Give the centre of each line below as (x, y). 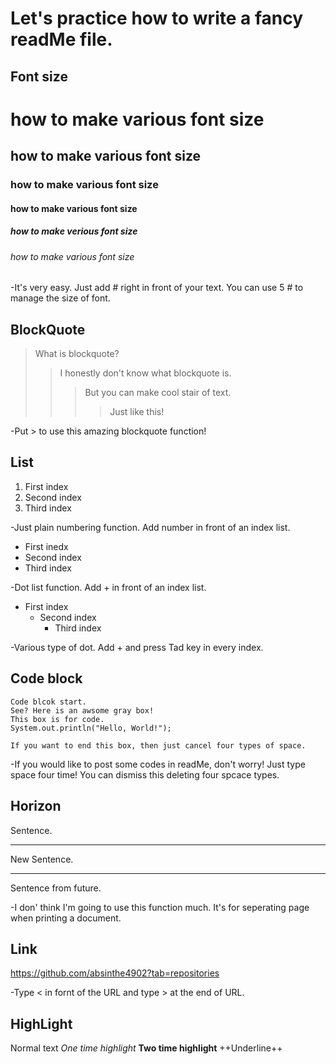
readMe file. (61, 39)
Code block (46, 678)
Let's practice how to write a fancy (157, 18)
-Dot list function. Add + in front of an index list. (108, 587)
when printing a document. (66, 918)
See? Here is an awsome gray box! (82, 710)
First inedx (46, 546)
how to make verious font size (74, 231)
